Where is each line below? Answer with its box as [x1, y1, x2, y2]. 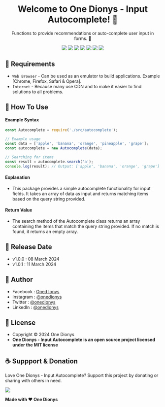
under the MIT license [12, 342, 58, 348]
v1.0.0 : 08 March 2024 [12, 256, 60, 262]
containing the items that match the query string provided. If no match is [12, 223, 159, 229]
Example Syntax [5, 117, 39, 123]
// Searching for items [5, 154, 54, 160]
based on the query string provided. [12, 196, 86, 202]
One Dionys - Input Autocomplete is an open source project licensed [12, 337, 155, 343]
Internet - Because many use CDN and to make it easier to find [12, 83, 142, 89]
